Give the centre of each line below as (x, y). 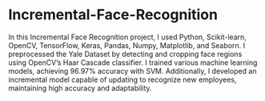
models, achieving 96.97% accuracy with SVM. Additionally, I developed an (133, 71)
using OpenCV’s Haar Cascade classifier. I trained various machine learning (133, 63)
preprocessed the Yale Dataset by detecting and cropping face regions (125, 54)
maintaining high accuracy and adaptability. (80, 88)
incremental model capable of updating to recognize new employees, (122, 79)
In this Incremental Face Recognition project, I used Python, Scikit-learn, (127, 37)
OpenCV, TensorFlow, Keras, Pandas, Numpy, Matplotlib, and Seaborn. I (127, 45)
